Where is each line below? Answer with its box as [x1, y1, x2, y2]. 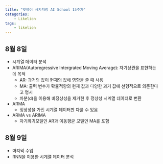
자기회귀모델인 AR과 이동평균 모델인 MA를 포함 [19, 118, 110, 124]
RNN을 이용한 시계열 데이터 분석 [12, 154, 74, 160]
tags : [5, 21, 16, 26]
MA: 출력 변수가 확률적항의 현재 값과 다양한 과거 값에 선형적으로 [19, 83, 141, 89]
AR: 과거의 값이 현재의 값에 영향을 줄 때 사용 [19, 77, 104, 83]
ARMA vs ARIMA [12, 112, 46, 118]
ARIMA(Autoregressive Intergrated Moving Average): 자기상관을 [12, 65, 140, 70]
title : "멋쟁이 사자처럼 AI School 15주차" [5, 7, 86, 12]
